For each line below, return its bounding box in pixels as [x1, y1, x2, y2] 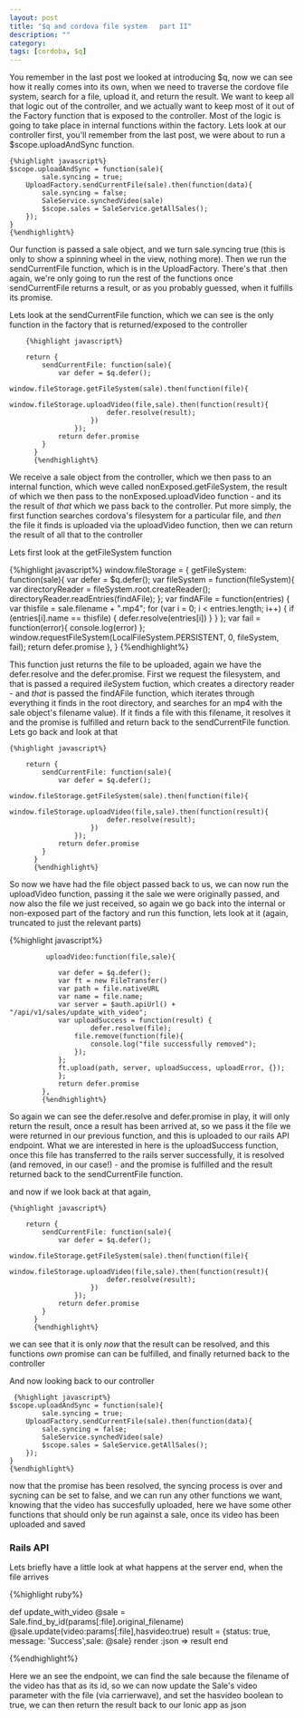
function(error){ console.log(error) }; [9, 623, 146, 633]
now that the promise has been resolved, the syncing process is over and [9, 1481, 283, 1492]
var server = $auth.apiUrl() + [57, 1000, 176, 1009]
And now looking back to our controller [9, 1376, 156, 1386]
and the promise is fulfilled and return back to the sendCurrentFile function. [9, 717, 291, 728]
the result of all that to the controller [9, 529, 143, 540]
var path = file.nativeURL [57, 984, 160, 993]
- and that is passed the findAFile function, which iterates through [9, 688, 255, 699]
